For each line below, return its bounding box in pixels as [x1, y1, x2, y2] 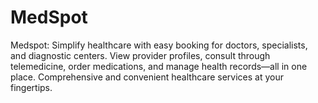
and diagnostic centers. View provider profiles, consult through [10, 49, 271, 61]
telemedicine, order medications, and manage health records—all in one [10, 60, 308, 72]
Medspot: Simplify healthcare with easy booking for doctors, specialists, [10, 39, 308, 51]
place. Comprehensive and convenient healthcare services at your [10, 71, 285, 83]
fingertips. [10, 81, 53, 93]
